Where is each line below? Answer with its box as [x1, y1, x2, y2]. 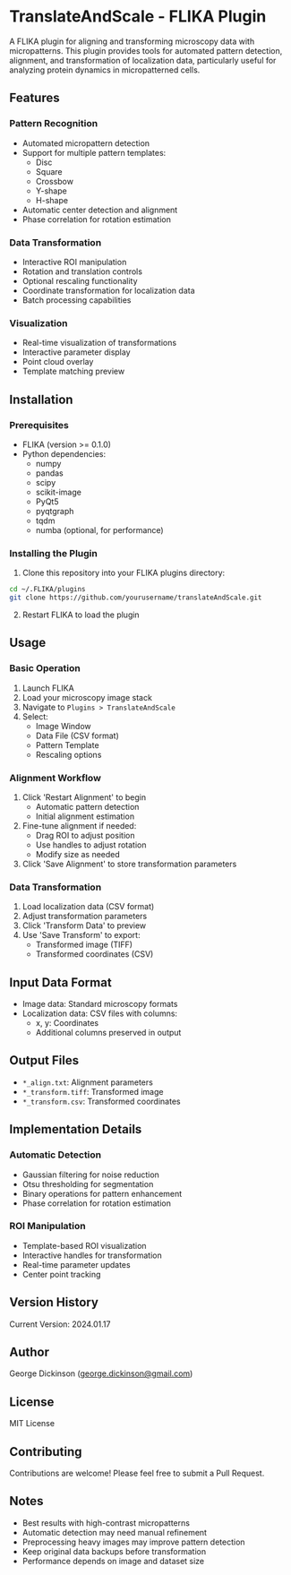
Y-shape [35, 185, 67, 196]
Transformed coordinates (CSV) [35, 949, 154, 960]
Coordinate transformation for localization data [21, 285, 195, 296]
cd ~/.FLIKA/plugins [9, 585, 87, 594]
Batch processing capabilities [21, 294, 132, 306]
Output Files [9, 1053, 79, 1068]
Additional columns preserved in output [35, 1028, 182, 1038]
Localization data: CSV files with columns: [21, 1008, 177, 1019]
